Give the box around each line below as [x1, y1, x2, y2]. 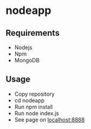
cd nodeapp [14, 96, 45, 104]
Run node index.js [14, 110, 60, 117]
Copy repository [14, 90, 55, 98]
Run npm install [14, 103, 53, 110]
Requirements [5, 28, 60, 38]
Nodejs [14, 44, 33, 51]
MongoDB [14, 57, 40, 64]
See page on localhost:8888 [14, 116, 85, 123]
